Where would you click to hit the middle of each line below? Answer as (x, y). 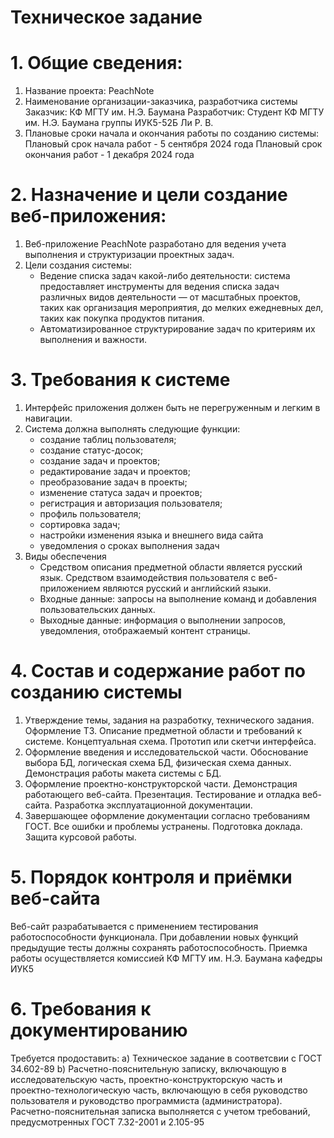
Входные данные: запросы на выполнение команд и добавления (178, 599)
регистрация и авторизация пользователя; (131, 503)
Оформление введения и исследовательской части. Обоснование (166, 752)
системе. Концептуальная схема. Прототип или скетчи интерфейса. (170, 741)
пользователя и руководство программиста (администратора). (146, 1100)
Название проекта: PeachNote (89, 91)
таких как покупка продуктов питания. (122, 318)
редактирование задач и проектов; (115, 471)
